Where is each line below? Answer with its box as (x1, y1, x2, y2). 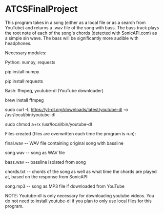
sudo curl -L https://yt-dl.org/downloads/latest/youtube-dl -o (5, 107, 128, 112)
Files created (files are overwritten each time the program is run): (5, 130, 136, 136)
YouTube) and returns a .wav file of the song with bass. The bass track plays (5, 24, 159, 30)
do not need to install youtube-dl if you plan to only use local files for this (5, 198, 152, 204)
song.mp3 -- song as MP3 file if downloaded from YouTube (5, 183, 125, 189)
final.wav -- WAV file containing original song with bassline (5, 140, 123, 146)
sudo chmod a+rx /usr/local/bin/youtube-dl (5, 121, 92, 127)
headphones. (5, 40, 32, 46)
